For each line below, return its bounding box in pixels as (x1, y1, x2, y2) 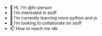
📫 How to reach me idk (9, 26, 58, 31)
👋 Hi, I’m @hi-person (9, 5, 52, 10)
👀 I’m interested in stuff (9, 10, 57, 16)
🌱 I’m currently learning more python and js (9, 15, 97, 20)
